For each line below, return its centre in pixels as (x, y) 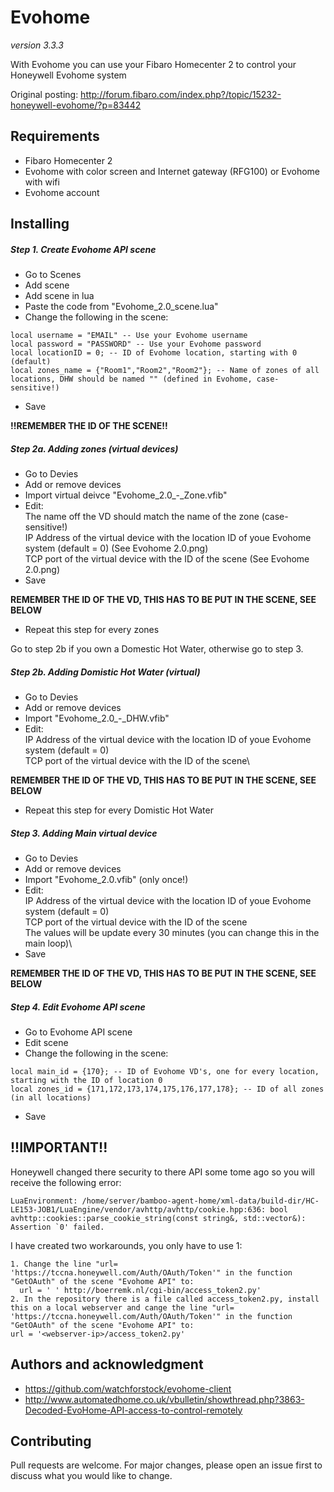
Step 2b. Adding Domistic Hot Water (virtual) (105, 672)
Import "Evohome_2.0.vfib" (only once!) (106, 880)
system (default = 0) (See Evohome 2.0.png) (116, 548)
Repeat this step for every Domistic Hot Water (119, 810)
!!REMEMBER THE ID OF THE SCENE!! (89, 426)
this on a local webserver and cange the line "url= (122, 1307)
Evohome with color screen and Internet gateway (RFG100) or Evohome (172, 171)
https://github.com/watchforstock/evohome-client (128, 1388)
